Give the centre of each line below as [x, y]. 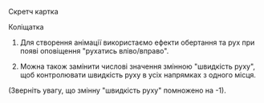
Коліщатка [26, 27]
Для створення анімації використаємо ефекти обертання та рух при [137, 42]
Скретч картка [33, 12]
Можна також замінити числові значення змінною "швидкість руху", [137, 66]
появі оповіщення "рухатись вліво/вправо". [94, 51]
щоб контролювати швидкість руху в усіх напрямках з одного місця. [138, 75]
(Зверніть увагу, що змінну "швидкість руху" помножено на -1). [117, 90]
